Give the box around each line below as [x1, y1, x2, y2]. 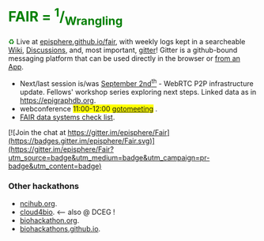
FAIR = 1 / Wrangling [8, 5, 123, 28]
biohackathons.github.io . [19, 224, 101, 233]
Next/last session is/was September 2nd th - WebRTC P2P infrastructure [19, 77, 255, 88]
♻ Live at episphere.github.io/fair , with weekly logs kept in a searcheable [8, 36, 246, 46]
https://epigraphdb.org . [19, 96, 96, 105]
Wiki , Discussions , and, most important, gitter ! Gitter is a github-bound [8, 45, 238, 55]
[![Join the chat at [8, 127, 66, 137]
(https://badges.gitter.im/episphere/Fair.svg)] [8, 136, 156, 145]
